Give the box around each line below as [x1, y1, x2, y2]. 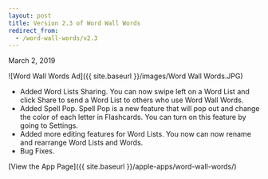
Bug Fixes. [19, 146, 55, 156]
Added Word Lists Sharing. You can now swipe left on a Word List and [19, 87, 250, 97]
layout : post [8, 11, 52, 20]
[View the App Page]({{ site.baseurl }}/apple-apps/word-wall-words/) [8, 161, 237, 172]
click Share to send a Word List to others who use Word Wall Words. [19, 95, 244, 105]
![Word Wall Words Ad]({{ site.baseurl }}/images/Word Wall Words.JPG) [8, 71, 243, 81]
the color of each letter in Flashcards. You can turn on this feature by [19, 113, 246, 122]
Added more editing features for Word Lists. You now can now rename [19, 129, 251, 139]
